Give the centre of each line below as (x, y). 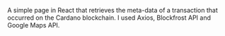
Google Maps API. (34, 25)
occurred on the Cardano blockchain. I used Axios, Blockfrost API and (109, 18)
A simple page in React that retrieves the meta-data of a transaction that (112, 10)
